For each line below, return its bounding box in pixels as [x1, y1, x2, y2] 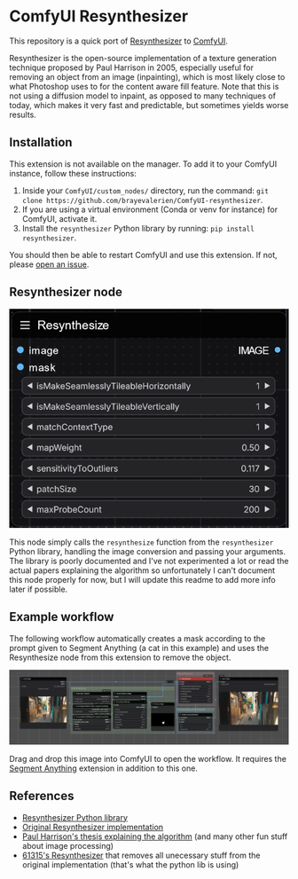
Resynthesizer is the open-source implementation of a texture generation [9, 52, 277, 63]
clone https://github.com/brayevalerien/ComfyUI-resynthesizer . [21, 194, 263, 205]
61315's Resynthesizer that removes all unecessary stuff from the [21, 850, 261, 860]
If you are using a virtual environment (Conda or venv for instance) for [21, 204, 278, 215]
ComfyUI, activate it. [21, 213, 98, 224]
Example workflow [9, 609, 114, 624]
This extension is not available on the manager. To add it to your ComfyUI [9, 158, 278, 169]
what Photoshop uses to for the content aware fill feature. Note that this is [9, 81, 279, 91]
